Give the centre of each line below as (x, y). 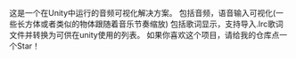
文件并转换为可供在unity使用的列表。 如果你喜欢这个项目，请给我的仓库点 (144, 35)
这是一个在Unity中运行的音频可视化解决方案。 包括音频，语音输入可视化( (143, 13)
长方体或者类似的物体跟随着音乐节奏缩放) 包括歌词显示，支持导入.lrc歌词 (150, 24)
